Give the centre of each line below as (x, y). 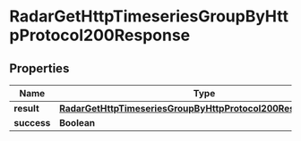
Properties (39, 68)
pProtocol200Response (100, 35)
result (27, 108)
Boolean (77, 123)
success (32, 123)
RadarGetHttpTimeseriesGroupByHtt (149, 17)
